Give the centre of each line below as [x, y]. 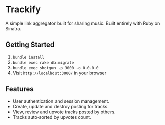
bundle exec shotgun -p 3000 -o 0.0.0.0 [56, 68]
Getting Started [30, 45]
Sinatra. [13, 28]
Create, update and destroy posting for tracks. [61, 106]
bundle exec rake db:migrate [43, 62]
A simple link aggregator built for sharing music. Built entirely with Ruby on [83, 23]
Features [19, 89]
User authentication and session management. [61, 101]
